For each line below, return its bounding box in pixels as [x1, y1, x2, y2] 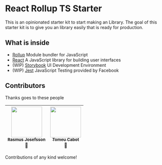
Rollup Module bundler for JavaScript [12, 52, 88, 57]
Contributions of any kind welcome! [5, 154, 77, 160]
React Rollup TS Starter [5, 3, 102, 14]
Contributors [5, 82, 46, 90]
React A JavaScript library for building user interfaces [12, 57, 121, 63]
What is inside [5, 39, 50, 47]
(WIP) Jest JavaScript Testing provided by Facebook [12, 67, 119, 73]
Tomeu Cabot [52, 137, 80, 142]
